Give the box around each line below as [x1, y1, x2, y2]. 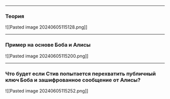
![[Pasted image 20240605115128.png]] [5, 24, 88, 30]
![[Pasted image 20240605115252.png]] [5, 87, 89, 93]
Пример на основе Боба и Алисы [5, 41, 91, 48]
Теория [5, 13, 24, 20]
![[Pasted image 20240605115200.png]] [5, 53, 89, 59]
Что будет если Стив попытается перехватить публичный [5, 70, 156, 77]
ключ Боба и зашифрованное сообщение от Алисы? [5, 76, 141, 83]
